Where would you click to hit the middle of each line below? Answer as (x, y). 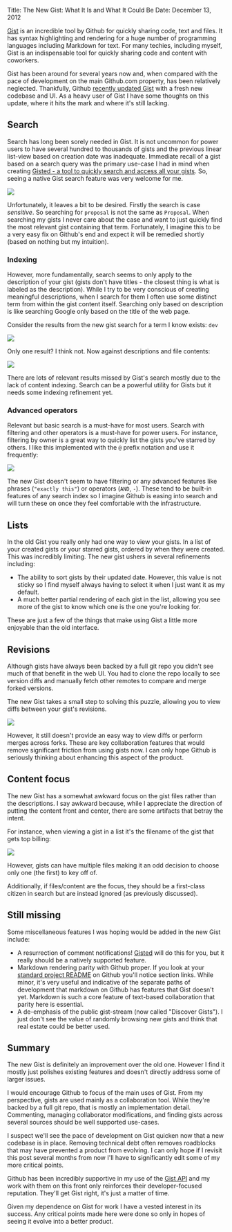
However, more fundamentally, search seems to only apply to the (99, 275)
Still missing (34, 915)
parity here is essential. (50, 1004)
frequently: (23, 455)
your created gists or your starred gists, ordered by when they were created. (116, 549)
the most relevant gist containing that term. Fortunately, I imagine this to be (114, 227)
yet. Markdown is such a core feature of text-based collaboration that (116, 996)
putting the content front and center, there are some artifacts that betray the (115, 811)
